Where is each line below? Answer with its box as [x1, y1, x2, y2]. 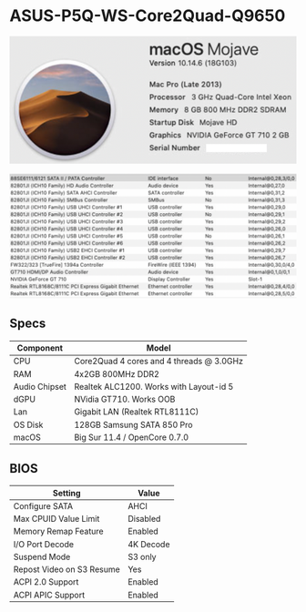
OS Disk [13, 419, 44, 430]
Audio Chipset [13, 381, 66, 392]
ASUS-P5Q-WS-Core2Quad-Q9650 [9, 5, 286, 26]
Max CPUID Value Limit [13, 514, 100, 525]
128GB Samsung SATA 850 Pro [74, 419, 193, 430]
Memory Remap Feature [13, 525, 104, 537]
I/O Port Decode [13, 538, 75, 549]
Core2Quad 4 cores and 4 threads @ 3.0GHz [74, 356, 244, 367]
